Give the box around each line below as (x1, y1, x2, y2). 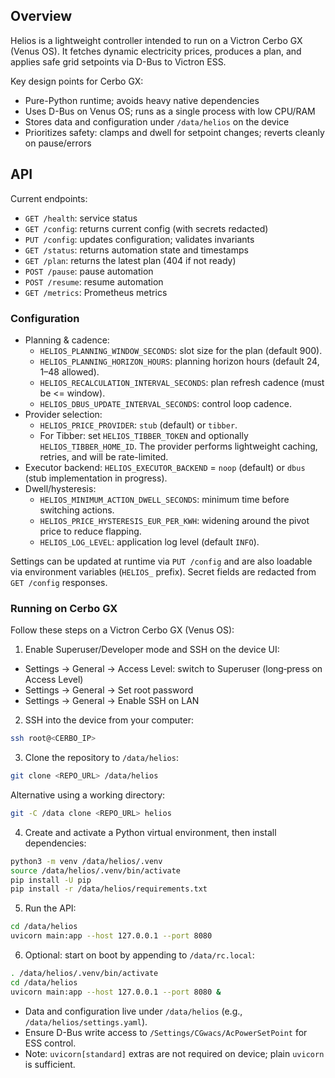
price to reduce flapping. (39, 525, 142, 537)
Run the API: (24, 902, 77, 914)
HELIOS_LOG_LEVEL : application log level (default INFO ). (39, 535, 260, 548)
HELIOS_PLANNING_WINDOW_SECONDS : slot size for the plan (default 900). (39, 344, 323, 356)
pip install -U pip (10, 875, 92, 885)
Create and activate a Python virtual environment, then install (24, 826, 277, 838)
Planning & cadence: (24, 334, 110, 346)
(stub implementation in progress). (24, 472, 168, 484)
